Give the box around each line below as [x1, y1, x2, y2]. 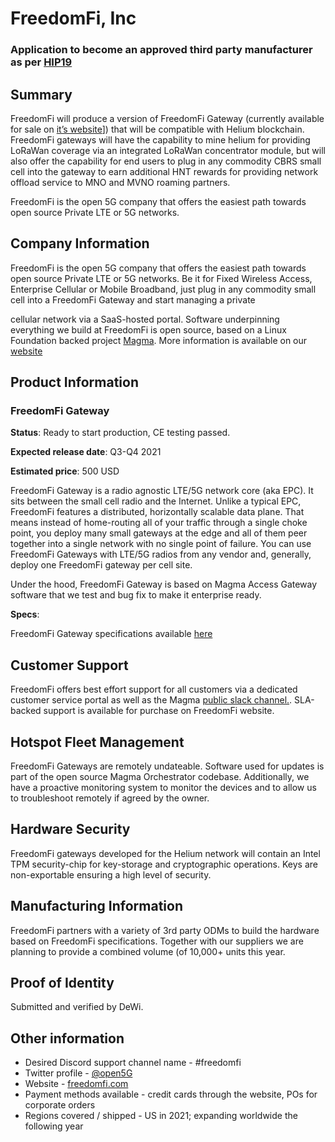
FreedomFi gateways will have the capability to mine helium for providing [10, 133, 311, 146]
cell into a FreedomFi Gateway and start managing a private [10, 293, 256, 306]
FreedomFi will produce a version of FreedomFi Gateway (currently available [10, 112, 325, 124]
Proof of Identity [10, 975, 115, 992]
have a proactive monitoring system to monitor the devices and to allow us [10, 782, 317, 794]
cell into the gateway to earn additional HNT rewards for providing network [10, 165, 319, 177]
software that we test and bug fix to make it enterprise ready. [10, 589, 262, 601]
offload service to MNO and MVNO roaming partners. [10, 176, 231, 188]
